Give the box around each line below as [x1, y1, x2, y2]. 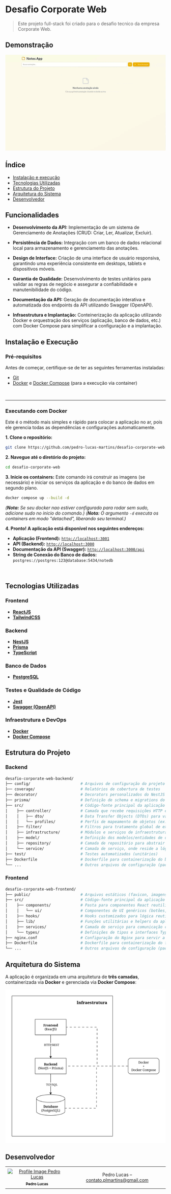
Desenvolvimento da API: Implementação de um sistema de [12, 224, 140, 231]
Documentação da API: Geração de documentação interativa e [12, 297, 146, 303]
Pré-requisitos [5, 353, 42, 360]
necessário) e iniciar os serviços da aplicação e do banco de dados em [5, 479, 155, 485]
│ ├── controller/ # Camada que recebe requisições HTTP [5, 808, 163, 813]
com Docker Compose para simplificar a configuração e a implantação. [12, 323, 162, 329]
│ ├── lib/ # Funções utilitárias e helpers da [5, 919, 158, 924]
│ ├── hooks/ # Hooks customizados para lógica [5, 914, 154, 919]
